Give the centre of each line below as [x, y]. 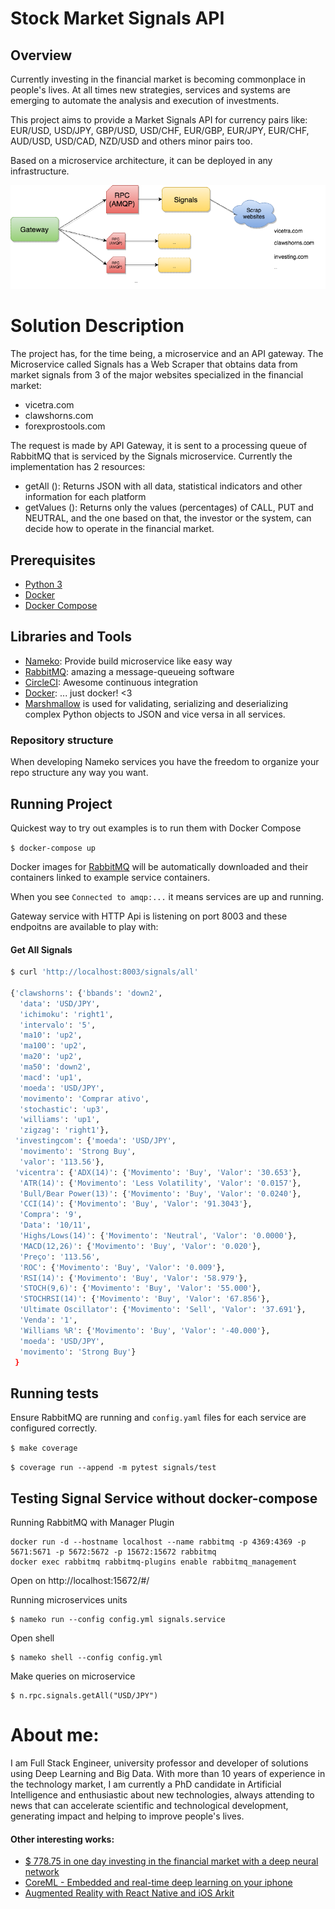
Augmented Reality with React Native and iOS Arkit [129, 1893]
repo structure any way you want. [79, 773]
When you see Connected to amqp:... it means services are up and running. [167, 896]
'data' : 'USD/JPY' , [60, 1003]
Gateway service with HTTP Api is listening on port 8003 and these [149, 916]
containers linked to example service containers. [110, 877]
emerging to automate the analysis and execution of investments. [145, 100]
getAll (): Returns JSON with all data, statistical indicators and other [163, 486]
